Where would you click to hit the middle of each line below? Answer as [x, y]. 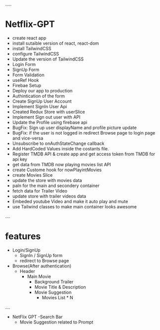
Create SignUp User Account [42, 101]
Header [27, 271]
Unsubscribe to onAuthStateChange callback [58, 143]
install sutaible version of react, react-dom [55, 43]
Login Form [24, 64]
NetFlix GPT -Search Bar [37, 317]
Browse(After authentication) [42, 266]
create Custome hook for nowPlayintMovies [57, 170]
